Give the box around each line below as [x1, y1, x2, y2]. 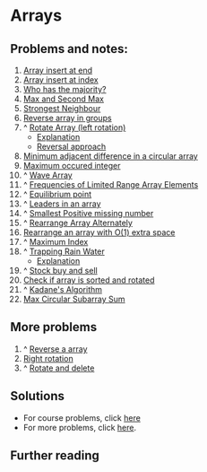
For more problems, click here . [22, 422, 137, 433]
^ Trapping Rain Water [22, 246, 106, 257]
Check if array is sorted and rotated [22, 275, 155, 285]
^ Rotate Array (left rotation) [22, 122, 126, 133]
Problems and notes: [10, 41, 129, 57]
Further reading [10, 448, 99, 463]
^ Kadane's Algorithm [22, 284, 102, 294]
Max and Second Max [22, 93, 104, 104]
